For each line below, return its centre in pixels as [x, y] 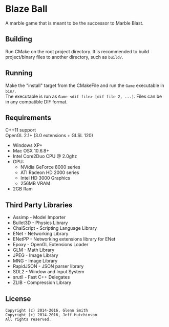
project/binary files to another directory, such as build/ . [65, 57]
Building [19, 39]
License [18, 299]
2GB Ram [23, 189]
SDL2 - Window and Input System [48, 272]
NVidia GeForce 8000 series [50, 167]
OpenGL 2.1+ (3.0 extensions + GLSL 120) [49, 136]
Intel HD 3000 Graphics [45, 178]
